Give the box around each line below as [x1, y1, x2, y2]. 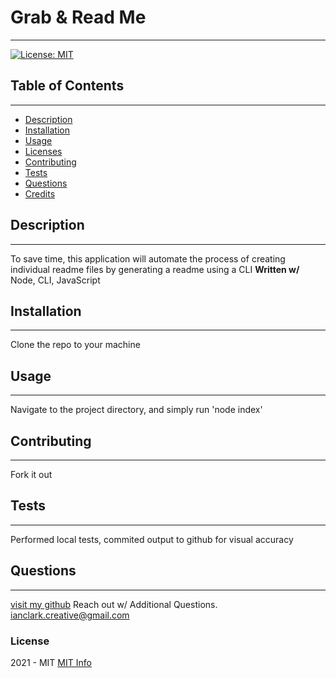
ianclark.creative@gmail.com [10, 609, 130, 621]
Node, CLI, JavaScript [10, 274, 101, 286]
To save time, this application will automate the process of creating [10, 252, 286, 265]
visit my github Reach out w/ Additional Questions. [10, 598, 218, 610]
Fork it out [10, 469, 53, 480]
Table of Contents [10, 77, 125, 95]
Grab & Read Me [10, 6, 147, 29]
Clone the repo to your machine [10, 339, 141, 351]
